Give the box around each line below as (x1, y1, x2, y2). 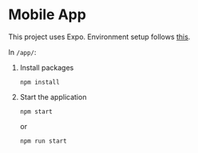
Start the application (19, 92, 87, 101)
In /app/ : (8, 47, 37, 57)
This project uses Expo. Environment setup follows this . (8, 32, 191, 41)
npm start (19, 108, 53, 116)
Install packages (19, 62, 74, 73)
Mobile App (8, 6, 86, 24)
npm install (19, 78, 60, 86)
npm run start (19, 137, 67, 145)
